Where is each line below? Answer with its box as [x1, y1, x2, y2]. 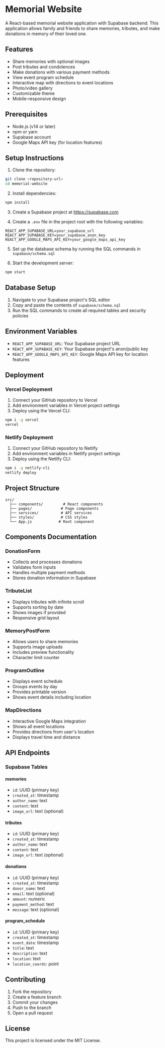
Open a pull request [12, 1010, 53, 1016]
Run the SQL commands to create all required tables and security [12, 307, 146, 313]
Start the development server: [12, 260, 74, 266]
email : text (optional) [12, 891, 55, 897]
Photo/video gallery [12, 85, 53, 91]
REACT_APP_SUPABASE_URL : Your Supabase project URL [12, 340, 121, 346]
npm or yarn [12, 128, 38, 134]
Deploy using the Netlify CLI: [12, 456, 71, 462]
